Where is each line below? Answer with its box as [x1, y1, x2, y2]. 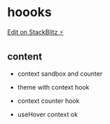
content [7, 50, 43, 63]
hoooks [7, 4, 52, 20]
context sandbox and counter [17, 69, 103, 78]
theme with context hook [17, 83, 90, 91]
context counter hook [17, 96, 80, 105]
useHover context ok [17, 110, 78, 118]
